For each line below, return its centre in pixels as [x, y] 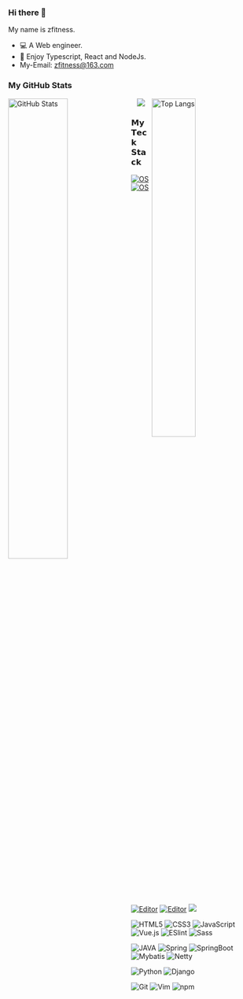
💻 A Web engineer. [51, 46]
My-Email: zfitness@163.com [66, 65]
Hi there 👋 [28, 13]
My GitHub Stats [40, 86]
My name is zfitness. [42, 30]
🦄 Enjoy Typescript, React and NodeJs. [83, 57]
